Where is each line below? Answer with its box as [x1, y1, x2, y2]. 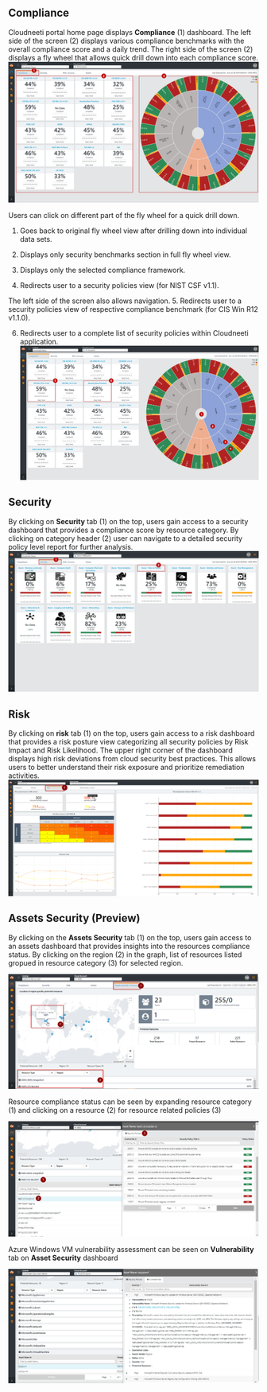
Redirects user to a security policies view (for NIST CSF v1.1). [19, 281, 220, 290]
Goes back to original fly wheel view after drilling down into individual [19, 226, 248, 235]
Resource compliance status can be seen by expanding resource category [8, 1097, 252, 1106]
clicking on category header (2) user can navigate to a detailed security [8, 533, 243, 543]
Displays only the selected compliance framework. [19, 266, 186, 275]
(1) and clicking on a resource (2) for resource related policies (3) [8, 1106, 222, 1115]
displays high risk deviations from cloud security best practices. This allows [8, 754, 257, 764]
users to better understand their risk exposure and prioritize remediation [8, 763, 245, 772]
